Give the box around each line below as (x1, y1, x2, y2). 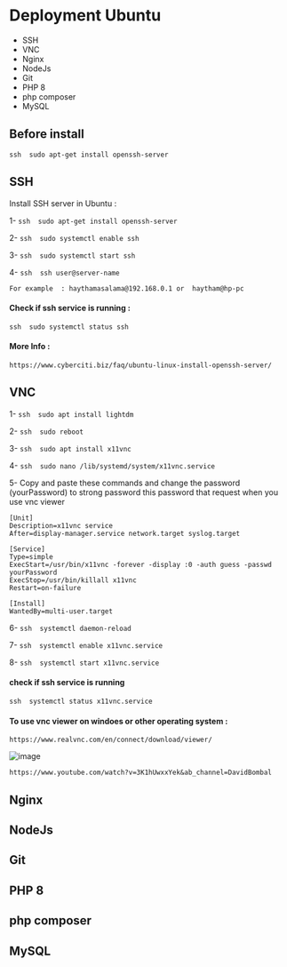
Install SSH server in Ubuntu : (9, 197, 117, 209)
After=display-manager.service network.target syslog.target (9, 529, 241, 538)
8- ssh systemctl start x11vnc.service (9, 657, 160, 667)
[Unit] (9, 513, 34, 523)
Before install (9, 126, 84, 142)
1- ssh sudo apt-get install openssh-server (9, 215, 178, 226)
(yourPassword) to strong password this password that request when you (9, 486, 278, 498)
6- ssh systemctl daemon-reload (9, 622, 132, 633)
